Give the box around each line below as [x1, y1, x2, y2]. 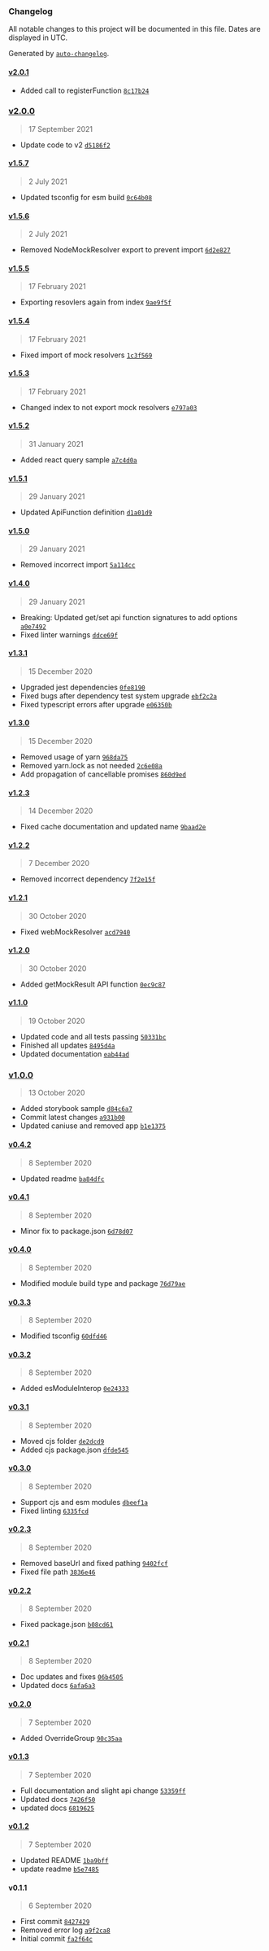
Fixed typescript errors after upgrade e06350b [20, 699, 172, 709]
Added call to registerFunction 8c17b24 [20, 85, 150, 95]
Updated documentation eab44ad [20, 1049, 130, 1059]
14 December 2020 [28, 806, 93, 816]
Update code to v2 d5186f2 [20, 140, 111, 150]
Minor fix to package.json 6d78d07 [20, 1226, 134, 1236]
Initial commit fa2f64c [20, 1934, 93, 1944]
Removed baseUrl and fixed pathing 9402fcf [20, 1558, 168, 1568]
